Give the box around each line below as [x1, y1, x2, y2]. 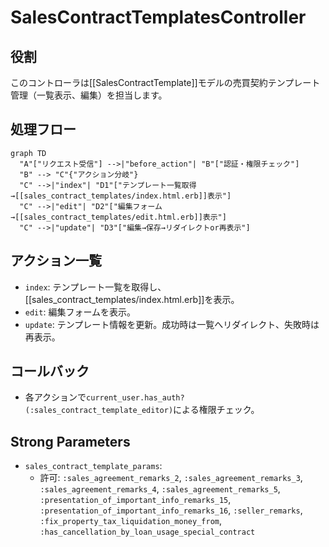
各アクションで [24, 391, 87, 403]
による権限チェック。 [173, 404, 260, 416]
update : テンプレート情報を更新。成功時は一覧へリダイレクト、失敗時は [24, 318, 320, 330]
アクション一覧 [10, 252, 102, 270]
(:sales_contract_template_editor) [24, 406, 174, 416]
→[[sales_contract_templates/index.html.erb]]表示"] [10, 191, 232, 201]
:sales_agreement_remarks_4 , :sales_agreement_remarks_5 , [39, 483, 281, 495]
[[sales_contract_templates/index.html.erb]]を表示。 [24, 293, 240, 305]
